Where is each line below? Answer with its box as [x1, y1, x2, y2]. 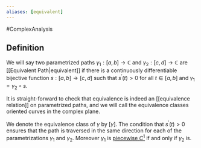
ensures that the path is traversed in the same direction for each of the [6, 127, 182, 134]
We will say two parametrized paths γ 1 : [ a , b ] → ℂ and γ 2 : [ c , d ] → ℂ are [6, 59, 188, 68]
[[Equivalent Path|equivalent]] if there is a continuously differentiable [6, 67, 177, 74]
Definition [6, 43, 44, 53]
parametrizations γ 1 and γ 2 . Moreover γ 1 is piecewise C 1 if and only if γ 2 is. [6, 134, 192, 143]
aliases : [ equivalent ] [6, 8, 63, 15]
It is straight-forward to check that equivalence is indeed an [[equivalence [6, 95, 190, 102]
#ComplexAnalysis [6, 25, 53, 32]
